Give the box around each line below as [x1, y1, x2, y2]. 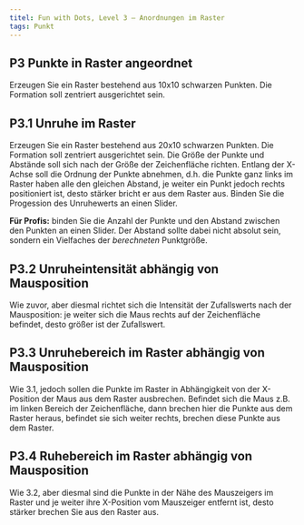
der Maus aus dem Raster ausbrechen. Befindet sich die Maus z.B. [41, 393, 290, 404]
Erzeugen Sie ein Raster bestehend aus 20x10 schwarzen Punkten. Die [9, 140, 274, 151]
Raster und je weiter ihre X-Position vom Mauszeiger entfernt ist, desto [9, 497, 274, 508]
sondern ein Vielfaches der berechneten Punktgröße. [9, 235, 208, 246]
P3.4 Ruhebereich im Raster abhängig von [9, 449, 252, 464]
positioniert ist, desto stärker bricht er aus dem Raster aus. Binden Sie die [9, 188, 285, 199]
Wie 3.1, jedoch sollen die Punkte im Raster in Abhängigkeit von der [9, 383, 260, 394]
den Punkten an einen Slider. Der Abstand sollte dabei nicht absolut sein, [9, 225, 281, 237]
